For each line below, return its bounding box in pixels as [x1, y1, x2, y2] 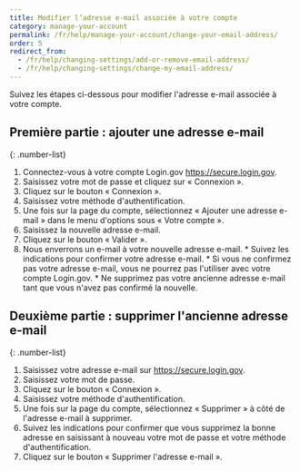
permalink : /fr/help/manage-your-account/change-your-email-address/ [9, 30, 279, 39]
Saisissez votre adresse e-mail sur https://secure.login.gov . [22, 364, 245, 375]
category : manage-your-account [9, 22, 128, 31]
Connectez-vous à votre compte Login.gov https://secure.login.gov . [22, 166, 277, 177]
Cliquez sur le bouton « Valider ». [22, 233, 147, 245]
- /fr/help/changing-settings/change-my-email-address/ [17, 64, 234, 74]
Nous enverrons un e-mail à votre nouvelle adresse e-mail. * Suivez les [22, 243, 289, 254]
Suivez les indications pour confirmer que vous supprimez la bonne [22, 422, 275, 433]
